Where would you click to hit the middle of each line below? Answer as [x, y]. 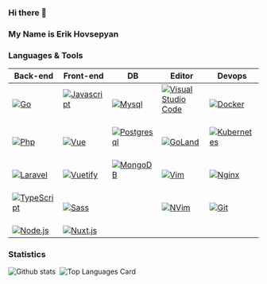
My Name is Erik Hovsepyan [64, 33]
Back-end [34, 76]
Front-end [83, 76]
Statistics [27, 255]
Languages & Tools [46, 55]
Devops [232, 76]
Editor [182, 76]
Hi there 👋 [28, 13]
